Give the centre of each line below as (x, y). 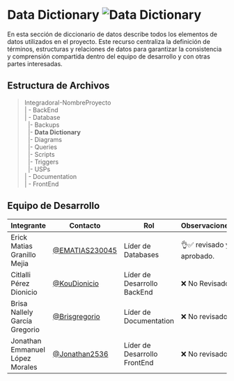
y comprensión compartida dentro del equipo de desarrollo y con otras (109, 56)
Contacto (85, 225)
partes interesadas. (35, 63)
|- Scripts (41, 154)
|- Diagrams (45, 139)
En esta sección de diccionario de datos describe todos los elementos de (112, 34)
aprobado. (197, 256)
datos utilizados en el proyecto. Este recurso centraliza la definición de (109, 41)
